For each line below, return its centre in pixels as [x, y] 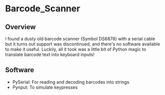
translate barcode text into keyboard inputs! [50, 54]
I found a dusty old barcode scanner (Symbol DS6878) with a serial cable [80, 39]
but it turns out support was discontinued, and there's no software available [83, 44]
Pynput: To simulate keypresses [45, 87]
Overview [21, 27]
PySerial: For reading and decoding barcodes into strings [71, 82]
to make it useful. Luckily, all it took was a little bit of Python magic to [76, 49]
